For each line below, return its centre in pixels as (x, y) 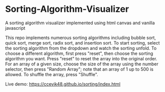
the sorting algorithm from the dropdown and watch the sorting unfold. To (81, 48)
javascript (15, 28)
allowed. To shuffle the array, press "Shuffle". (52, 74)
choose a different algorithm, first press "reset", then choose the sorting (79, 53)
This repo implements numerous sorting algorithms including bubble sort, (81, 38)
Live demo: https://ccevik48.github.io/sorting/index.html (63, 84)
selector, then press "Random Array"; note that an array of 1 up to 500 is (79, 69)
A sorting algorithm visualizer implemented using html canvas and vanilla (80, 23)
